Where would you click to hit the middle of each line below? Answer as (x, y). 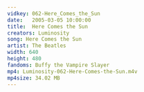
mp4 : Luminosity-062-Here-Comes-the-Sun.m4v (72, 71)
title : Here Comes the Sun (48, 26)
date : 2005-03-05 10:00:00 (49, 20)
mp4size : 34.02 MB (34, 78)
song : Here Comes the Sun (44, 39)
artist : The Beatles (37, 46)
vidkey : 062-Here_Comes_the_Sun (54, 13)
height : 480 (24, 59)
